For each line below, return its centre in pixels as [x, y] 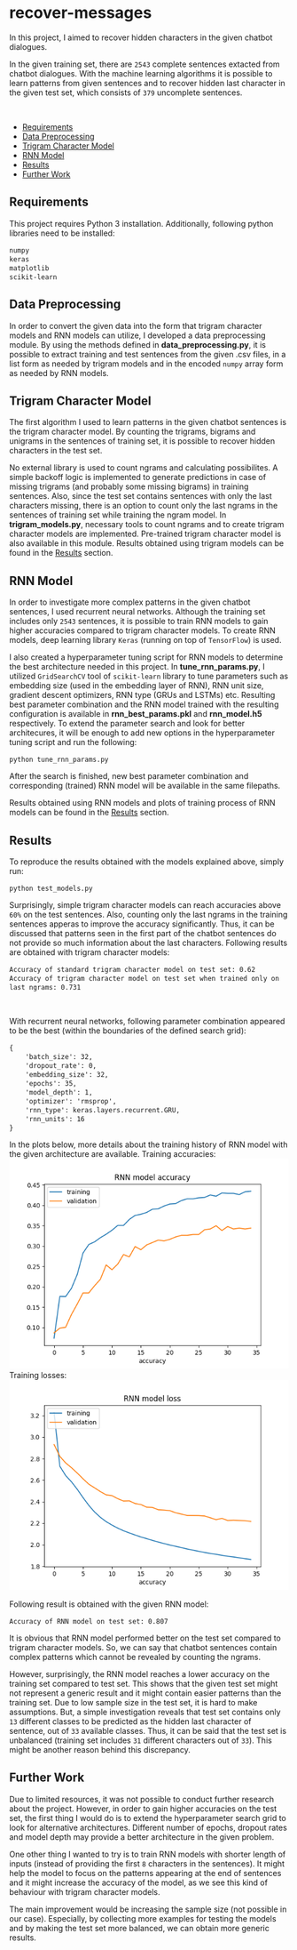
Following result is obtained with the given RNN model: [109, 1604]
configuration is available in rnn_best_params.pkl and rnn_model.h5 [136, 714]
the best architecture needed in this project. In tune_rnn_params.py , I [137, 667]
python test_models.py [51, 888]
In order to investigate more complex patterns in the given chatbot [130, 602]
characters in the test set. [56, 451]
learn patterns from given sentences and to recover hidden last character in [147, 83]
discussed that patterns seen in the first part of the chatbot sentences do [143, 933]
